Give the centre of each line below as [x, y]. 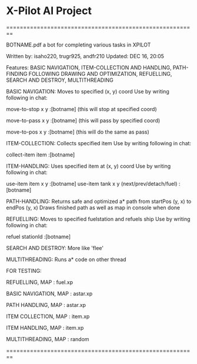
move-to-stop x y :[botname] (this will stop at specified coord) [81, 109]
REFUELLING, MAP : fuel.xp [40, 282]
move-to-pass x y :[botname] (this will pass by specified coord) [83, 120]
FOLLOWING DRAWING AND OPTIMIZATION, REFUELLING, [100, 74]
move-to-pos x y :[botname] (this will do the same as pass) [78, 132]
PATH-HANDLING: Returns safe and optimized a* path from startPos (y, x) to [99, 201]
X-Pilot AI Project [49, 11]
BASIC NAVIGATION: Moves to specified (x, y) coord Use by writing [88, 91]
